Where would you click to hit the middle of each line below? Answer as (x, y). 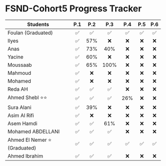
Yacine (16, 56)
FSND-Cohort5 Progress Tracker (73, 9)
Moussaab (20, 65)
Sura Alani (20, 107)
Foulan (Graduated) (30, 33)
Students (38, 24)
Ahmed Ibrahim (25, 156)
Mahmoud (19, 73)
